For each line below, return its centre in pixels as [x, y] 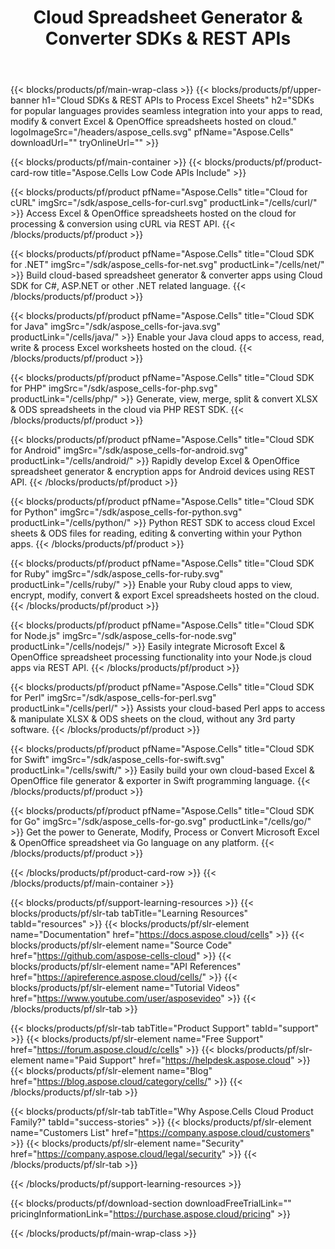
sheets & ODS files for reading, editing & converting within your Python [156, 533]
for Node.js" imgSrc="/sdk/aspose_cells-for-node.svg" [123, 636]
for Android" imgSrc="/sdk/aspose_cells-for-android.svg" [129, 450]
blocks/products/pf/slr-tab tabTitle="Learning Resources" [129, 913]
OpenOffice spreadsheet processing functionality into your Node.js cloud [161, 657]
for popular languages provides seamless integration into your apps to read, [166, 111]
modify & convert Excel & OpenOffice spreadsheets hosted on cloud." [154, 122]
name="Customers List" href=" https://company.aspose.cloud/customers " [162, 1133]
